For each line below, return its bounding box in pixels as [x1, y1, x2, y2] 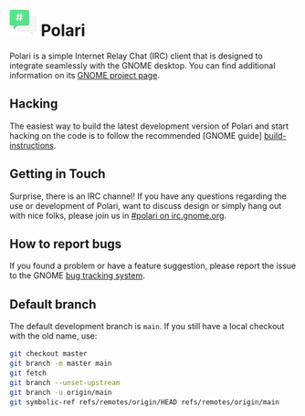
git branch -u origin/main [9, 388, 112, 397]
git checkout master [9, 349, 89, 359]
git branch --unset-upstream [9, 378, 121, 387]
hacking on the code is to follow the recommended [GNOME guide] [9, 130, 263, 140]
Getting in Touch [9, 166, 106, 182]
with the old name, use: [9, 330, 98, 341]
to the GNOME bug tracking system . [9, 270, 145, 281]
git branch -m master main [9, 359, 112, 369]
